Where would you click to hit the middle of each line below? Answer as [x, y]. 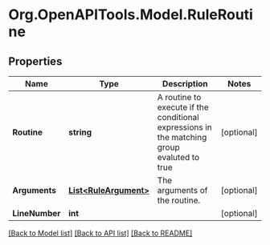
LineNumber [37, 213]
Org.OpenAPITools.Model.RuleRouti [131, 15]
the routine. [179, 200]
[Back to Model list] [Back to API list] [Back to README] [100, 233]
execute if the [183, 107]
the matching [182, 137]
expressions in [185, 127]
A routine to [179, 97]
